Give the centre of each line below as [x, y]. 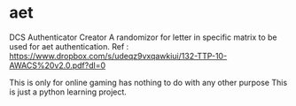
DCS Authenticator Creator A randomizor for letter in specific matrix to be [143, 37]
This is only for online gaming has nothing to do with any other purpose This [148, 82]
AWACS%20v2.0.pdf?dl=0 [58, 65]
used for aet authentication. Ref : [69, 46]
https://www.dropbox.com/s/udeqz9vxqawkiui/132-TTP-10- [118, 56]
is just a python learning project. [68, 92]
